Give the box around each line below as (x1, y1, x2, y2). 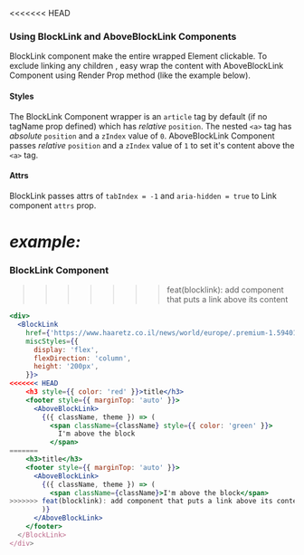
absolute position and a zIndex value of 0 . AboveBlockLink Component (9, 130, 275, 141)
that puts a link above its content (166, 294, 289, 305)
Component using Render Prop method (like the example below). (9, 70, 252, 81)
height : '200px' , (33, 362, 100, 371)
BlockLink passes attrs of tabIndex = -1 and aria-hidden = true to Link (9, 190, 278, 201)
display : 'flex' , (33, 345, 100, 354)
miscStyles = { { (25, 337, 79, 346)
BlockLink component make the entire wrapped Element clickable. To (9, 51, 268, 62)
